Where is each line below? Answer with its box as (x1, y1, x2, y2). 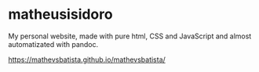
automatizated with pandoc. (8, 39, 99, 49)
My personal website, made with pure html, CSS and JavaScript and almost (8, 31, 252, 41)
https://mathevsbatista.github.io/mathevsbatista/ (8, 55, 166, 64)
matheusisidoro (8, 5, 113, 23)
